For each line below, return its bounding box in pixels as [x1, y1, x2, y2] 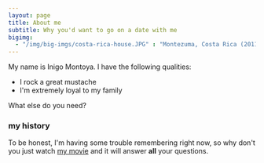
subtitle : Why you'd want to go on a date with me [8, 26, 178, 34]
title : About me [8, 19, 61, 27]
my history [8, 121, 50, 132]
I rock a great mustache [19, 78, 97, 87]
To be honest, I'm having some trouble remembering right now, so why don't [8, 138, 255, 147]
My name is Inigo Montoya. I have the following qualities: [8, 62, 192, 71]
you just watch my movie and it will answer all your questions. [8, 147, 209, 156]
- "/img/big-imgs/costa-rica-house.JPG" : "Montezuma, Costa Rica [15, 41, 237, 49]
